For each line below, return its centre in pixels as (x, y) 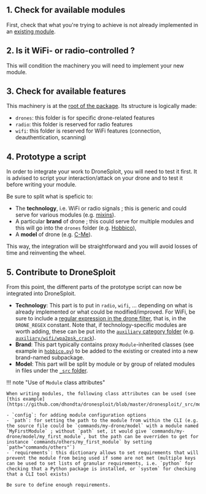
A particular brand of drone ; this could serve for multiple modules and (105, 222)
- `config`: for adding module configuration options (77, 415)
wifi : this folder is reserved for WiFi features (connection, (88, 131)
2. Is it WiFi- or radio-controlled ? (71, 51)
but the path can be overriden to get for (144, 437)
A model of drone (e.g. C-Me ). (54, 234)
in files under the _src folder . (51, 371)
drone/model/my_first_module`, (46, 437)
